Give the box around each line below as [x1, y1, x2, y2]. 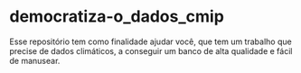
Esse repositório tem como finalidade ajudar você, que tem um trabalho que [9, 36, 292, 47]
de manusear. [9, 55, 61, 66]
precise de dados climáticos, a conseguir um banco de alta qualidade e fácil [9, 45, 293, 56]
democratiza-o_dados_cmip [9, 6, 224, 27]
